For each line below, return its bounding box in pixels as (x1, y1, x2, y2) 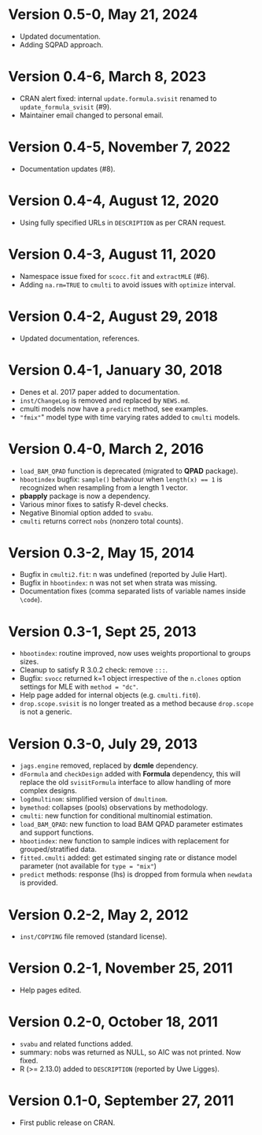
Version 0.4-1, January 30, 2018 (8, 361, 223, 379)
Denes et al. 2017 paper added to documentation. (19, 387, 180, 396)
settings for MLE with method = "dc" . (19, 682, 139, 691)
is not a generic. (19, 707, 72, 716)
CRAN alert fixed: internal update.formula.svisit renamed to (19, 93, 217, 103)
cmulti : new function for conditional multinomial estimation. (19, 811, 213, 821)
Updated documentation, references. (19, 333, 140, 343)
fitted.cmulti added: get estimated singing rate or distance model (19, 853, 238, 862)
